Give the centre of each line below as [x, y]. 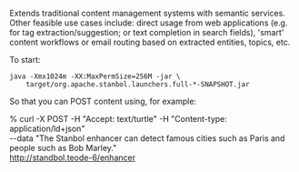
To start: [25, 60]
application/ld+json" [47, 128]
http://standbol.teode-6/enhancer [73, 157]
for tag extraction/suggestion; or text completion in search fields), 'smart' [147, 32]
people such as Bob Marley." [63, 148]
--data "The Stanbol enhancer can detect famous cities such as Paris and [147, 138]
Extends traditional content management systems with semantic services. [148, 13]
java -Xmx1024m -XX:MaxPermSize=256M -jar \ [95, 76]
